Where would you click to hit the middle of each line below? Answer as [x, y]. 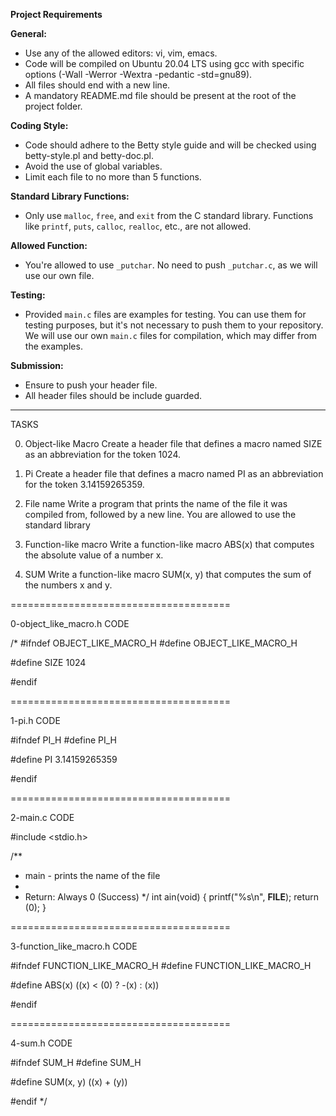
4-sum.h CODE [41, 1043]
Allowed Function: [49, 245]
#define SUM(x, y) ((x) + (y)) [69, 1082]
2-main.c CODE [42, 817]
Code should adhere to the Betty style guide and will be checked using [170, 145]
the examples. [53, 346]
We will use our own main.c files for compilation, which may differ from [170, 335]
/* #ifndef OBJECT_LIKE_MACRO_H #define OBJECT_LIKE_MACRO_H [154, 643]
